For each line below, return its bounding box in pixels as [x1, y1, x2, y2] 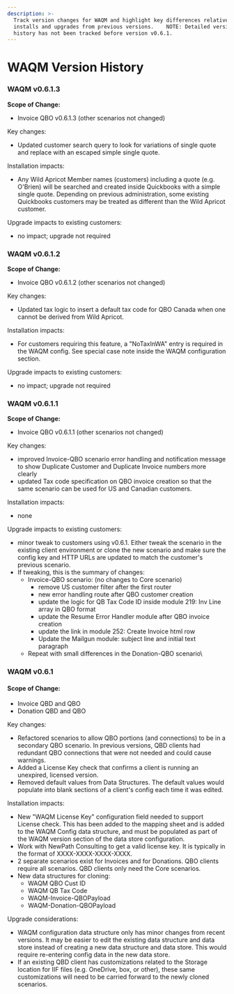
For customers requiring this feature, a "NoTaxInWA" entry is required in [17, 340, 224, 348]
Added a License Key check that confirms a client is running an [17, 764, 199, 772]
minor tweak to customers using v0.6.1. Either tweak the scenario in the [17, 539, 222, 547]
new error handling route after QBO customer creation [38, 590, 194, 599]
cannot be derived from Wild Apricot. [17, 313, 124, 321]
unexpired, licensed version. [17, 771, 99, 780]
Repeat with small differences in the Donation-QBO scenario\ [27, 649, 203, 658]
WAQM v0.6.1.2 [7, 248, 61, 258]
